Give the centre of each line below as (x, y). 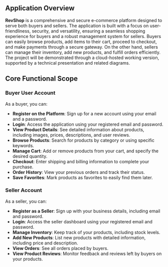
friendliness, (18, 31)
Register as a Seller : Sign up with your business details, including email (86, 211)
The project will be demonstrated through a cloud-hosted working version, (82, 58)
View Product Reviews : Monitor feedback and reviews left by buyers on (87, 253)
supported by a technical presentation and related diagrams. (68, 63)
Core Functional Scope (41, 79)
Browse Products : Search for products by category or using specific (83, 140)
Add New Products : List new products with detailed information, (79, 237)
